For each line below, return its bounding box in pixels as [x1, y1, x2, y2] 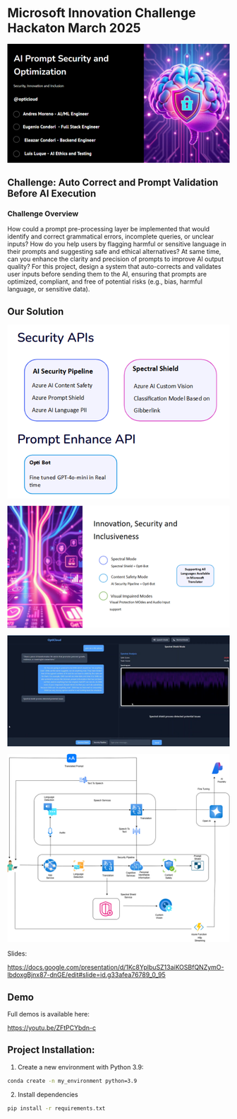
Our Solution [7, 306, 64, 318]
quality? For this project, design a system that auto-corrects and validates [7, 262, 221, 271]
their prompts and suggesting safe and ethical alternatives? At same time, [7, 248, 221, 256]
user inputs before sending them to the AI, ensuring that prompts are [7, 270, 207, 279]
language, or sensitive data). [7, 285, 90, 294]
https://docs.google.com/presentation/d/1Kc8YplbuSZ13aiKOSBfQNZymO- [7, 963, 224, 972]
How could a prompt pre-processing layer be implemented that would [7, 225, 210, 233]
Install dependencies [17, 1090, 79, 1098]
